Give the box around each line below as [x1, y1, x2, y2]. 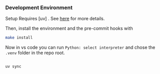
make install [5, 35, 33, 41]
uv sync [5, 64, 22, 69]
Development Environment [5, 4, 73, 11]
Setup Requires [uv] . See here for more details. [5, 16, 105, 22]
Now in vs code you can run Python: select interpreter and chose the [5, 45, 156, 51]
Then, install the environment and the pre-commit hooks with [5, 25, 133, 31]
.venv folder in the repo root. [5, 50, 65, 56]
